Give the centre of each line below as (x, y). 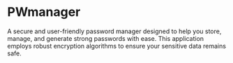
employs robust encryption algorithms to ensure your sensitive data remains (117, 46)
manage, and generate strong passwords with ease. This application (106, 38)
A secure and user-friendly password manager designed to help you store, (114, 31)
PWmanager (44, 12)
